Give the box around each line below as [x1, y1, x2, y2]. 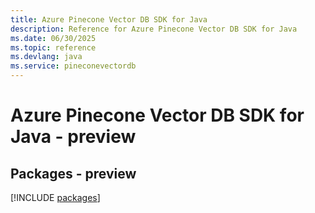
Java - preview [10, 126, 137, 148]
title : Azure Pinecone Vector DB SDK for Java [10, 14, 208, 25]
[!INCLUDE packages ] [10, 192, 101, 203]
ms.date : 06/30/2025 [10, 33, 97, 43]
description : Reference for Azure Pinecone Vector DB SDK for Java [10, 24, 298, 34]
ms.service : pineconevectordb [10, 61, 137, 71]
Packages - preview [10, 165, 137, 182]
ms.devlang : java [10, 52, 83, 62]
